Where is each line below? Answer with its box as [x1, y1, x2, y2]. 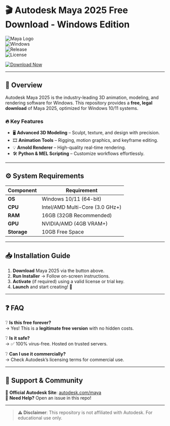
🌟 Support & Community [5, 376, 83, 384]
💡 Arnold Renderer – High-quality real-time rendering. [12, 144, 126, 150]
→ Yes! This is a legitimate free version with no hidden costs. [5, 325, 134, 331]
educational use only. [17, 415, 62, 421]
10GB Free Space [41, 228, 84, 235]
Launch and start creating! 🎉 [12, 284, 72, 290]
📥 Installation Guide [5, 252, 71, 260]
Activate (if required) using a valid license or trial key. [12, 278, 125, 284]
